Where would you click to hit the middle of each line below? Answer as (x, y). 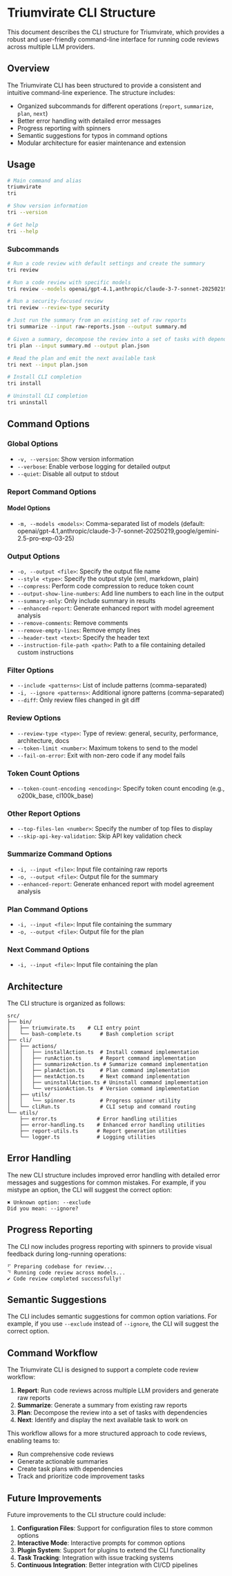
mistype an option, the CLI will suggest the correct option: (90, 1189)
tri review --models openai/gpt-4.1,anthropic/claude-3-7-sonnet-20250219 (117, 289)
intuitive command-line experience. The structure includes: (91, 92)
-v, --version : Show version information (76, 459)
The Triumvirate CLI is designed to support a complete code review (103, 1369)
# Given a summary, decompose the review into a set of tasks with (106, 339)
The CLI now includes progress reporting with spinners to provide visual (110, 1246)
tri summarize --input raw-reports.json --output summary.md (97, 327)
